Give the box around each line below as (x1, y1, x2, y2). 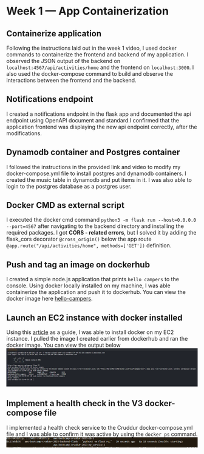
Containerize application (6, 28, 102, 39)
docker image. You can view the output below (6, 341, 121, 349)
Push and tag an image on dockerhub (6, 259, 151, 270)
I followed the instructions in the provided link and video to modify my (6, 163, 181, 170)
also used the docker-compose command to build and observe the (6, 70, 173, 77)
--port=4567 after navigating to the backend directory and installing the (6, 222, 184, 230)
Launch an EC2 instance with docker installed (6, 312, 183, 322)
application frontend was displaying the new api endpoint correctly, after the (6, 123, 197, 130)
